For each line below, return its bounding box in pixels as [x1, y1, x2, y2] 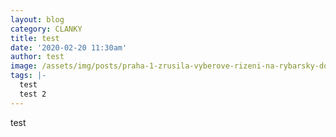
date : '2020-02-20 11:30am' [10, 42, 128, 53]
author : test [10, 52, 65, 62]
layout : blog [10, 14, 65, 25]
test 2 [19, 89, 47, 99]
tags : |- [10, 71, 47, 81]
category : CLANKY [10, 24, 83, 34]
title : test [10, 33, 60, 43]
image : [10, 61, 38, 71]
